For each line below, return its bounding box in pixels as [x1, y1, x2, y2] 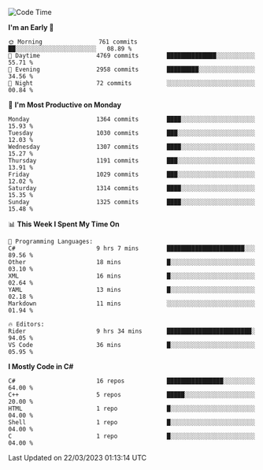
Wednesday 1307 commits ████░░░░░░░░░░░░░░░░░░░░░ [8, 143, 256, 151]
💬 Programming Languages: [8, 237, 93, 245]
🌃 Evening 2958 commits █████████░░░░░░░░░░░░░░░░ [8, 65, 256, 73]
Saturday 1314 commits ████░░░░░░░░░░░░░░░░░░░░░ [8, 185, 256, 192]
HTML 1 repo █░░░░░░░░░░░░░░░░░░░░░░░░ [8, 405, 256, 412]
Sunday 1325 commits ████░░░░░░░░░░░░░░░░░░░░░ [8, 198, 256, 206]
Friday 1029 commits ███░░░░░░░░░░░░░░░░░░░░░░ [8, 170, 256, 178]
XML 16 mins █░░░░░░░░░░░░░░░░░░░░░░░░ [8, 272, 256, 280]
